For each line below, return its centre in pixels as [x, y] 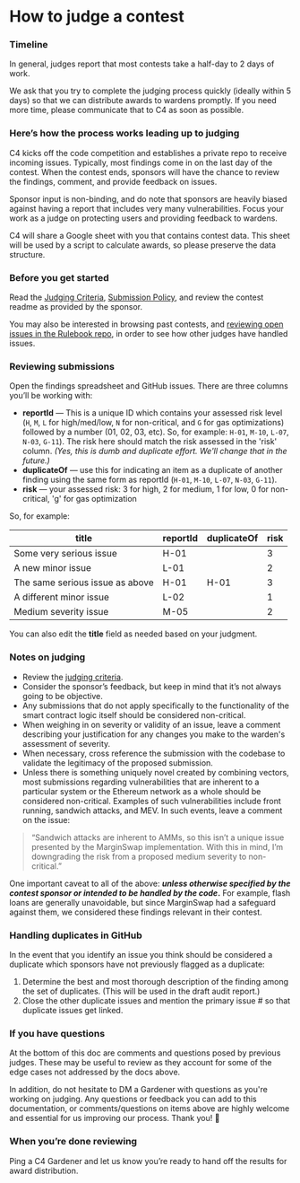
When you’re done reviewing [73, 1142]
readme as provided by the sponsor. [76, 307]
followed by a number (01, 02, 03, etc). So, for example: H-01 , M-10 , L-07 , [155, 432]
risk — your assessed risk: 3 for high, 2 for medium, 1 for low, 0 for [146, 489]
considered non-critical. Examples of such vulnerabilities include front [151, 801]
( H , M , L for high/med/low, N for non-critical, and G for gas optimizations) [153, 423]
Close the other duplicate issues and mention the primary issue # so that [156, 1000]
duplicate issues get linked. [73, 1010]
